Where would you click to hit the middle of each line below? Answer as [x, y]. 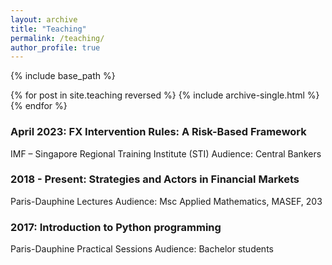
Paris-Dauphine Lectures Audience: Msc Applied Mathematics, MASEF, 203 [166, 201]
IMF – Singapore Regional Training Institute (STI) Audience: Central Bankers [166, 153]
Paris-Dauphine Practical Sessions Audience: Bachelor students [142, 249]
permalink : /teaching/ [57, 38]
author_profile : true [55, 47]
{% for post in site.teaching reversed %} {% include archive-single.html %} [165, 95]
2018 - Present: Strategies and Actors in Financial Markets [155, 179]
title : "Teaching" [48, 29]
